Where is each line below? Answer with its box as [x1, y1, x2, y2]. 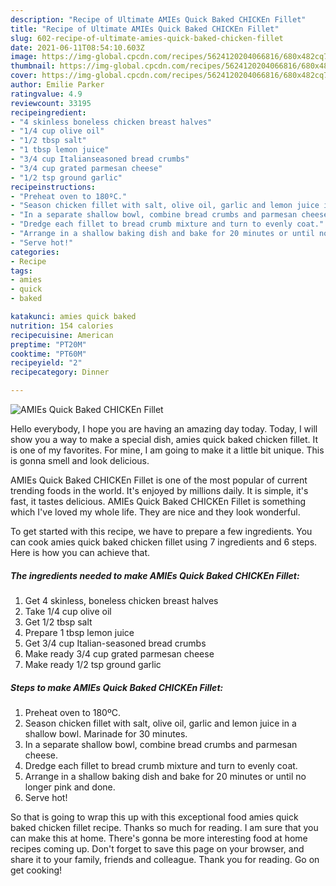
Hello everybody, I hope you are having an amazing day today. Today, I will [10, 423, 318, 435]
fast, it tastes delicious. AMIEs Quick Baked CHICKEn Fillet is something [10, 496, 307, 507]
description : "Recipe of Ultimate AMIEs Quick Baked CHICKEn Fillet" [10, 14, 307, 25]
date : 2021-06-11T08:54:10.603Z [10, 42, 145, 53]
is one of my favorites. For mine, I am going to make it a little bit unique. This [10, 444, 325, 456]
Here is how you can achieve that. [10, 547, 151, 558]
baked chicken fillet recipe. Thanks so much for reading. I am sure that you [10, 821, 319, 833]
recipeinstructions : [10, 182, 97, 192]
